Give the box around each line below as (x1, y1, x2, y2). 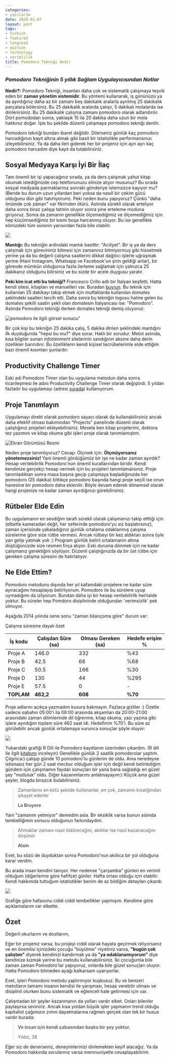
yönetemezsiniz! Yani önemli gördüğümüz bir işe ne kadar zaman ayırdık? (5, 455, 160, 461)
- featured (5, 36, 28, 41)
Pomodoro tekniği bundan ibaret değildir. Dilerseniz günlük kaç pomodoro (5, 130, 159, 136)
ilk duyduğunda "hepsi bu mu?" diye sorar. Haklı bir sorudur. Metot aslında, (5, 331, 161, 337)
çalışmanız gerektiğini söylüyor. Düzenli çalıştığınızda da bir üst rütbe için (5, 548, 158, 554)
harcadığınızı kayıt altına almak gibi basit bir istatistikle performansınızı (5, 135, 152, 141)
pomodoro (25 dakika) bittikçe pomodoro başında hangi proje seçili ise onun (5, 476, 164, 482)
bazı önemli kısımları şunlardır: (5, 347, 69, 353)
